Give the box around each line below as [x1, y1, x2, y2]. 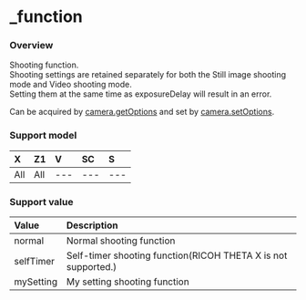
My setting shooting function [66, 275, 189, 288]
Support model [9, 129, 77, 142]
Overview [9, 39, 54, 52]
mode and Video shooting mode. [9, 79, 132, 90]
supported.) [66, 261, 117, 274]
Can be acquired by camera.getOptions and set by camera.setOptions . [9, 107, 275, 118]
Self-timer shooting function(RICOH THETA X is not [66, 249, 288, 262]
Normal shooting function [66, 234, 176, 247]
